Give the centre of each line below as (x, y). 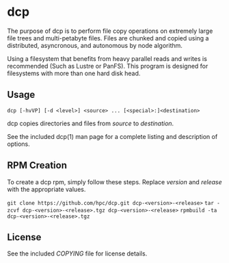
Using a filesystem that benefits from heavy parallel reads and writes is (107, 58)
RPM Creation (37, 165)
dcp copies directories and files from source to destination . (91, 123)
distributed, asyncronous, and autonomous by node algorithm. (95, 45)
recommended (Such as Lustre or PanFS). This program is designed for (108, 66)
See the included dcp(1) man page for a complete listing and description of (112, 136)
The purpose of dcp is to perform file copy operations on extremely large (110, 31)
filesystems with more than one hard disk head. (74, 73)
